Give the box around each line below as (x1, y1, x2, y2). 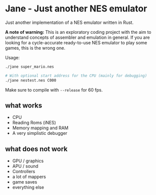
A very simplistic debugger (12, 130, 68, 136)
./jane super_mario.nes (5, 64, 54, 69)
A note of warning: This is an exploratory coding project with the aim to (5, 29, 152, 35)
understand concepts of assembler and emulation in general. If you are (5, 34, 150, 40)
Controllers (12, 169, 36, 175)
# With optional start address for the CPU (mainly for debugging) (5, 73, 148, 78)
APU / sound (12, 163, 39, 169)
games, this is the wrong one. (5, 45, 66, 51)
